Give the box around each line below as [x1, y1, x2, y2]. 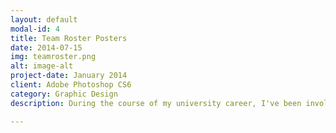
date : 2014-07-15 [10, 42, 83, 53]
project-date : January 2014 [10, 71, 128, 81]
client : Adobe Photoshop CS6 [10, 80, 132, 90]
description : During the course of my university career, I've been [10, 98, 302, 108]
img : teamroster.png [10, 52, 97, 62]
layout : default [10, 14, 78, 25]
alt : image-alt [10, 61, 74, 71]
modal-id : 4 [10, 24, 60, 34]
